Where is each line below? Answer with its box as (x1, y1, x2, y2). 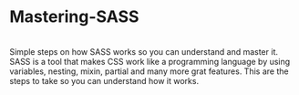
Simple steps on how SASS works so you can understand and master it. (9, 46, 278, 57)
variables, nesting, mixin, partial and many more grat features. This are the (9, 66, 289, 77)
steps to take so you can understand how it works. (9, 75, 199, 86)
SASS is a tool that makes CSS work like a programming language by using (9, 56, 291, 67)
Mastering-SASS (9, 6, 139, 27)
